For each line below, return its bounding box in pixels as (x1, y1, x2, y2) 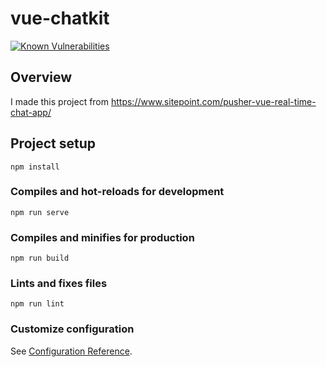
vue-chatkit (10, 7, 110, 30)
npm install (10, 162, 60, 172)
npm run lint (10, 299, 65, 309)
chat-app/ (10, 106, 52, 118)
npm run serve (10, 207, 70, 217)
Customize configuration (10, 322, 135, 336)
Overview (10, 69, 73, 86)
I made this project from (10, 95, 110, 107)
